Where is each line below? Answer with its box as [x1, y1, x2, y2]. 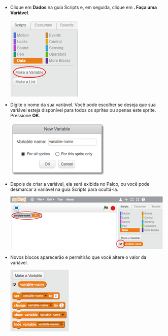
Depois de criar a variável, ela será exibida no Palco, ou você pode [10, 181, 150, 187]
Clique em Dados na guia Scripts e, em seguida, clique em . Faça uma [10, 5, 157, 10]
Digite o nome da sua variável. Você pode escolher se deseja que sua [10, 102, 156, 108]
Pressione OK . [10, 113, 41, 118]
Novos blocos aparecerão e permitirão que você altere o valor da [10, 254, 147, 260]
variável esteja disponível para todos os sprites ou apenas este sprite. [10, 107, 156, 113]
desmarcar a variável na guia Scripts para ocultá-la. [10, 186, 118, 192]
